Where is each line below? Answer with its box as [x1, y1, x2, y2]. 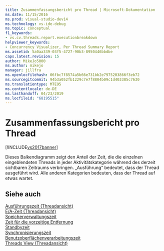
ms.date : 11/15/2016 [5, 12, 48, 17]
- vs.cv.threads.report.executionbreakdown [5, 35, 97, 40]
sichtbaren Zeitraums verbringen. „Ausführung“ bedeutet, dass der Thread [5, 164, 159, 170]
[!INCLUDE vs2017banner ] [5, 144, 58, 150]
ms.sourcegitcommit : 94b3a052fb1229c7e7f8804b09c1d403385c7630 [5, 77, 140, 82]
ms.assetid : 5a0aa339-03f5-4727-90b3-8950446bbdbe [5, 49, 113, 54]
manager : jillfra [5, 68, 41, 73]
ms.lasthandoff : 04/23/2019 [5, 91, 64, 96]
